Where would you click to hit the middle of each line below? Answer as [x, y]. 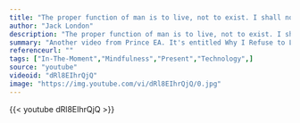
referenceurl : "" [42, 51]
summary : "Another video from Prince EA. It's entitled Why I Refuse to [147, 42]
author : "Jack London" [51, 26]
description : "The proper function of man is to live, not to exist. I [145, 34]
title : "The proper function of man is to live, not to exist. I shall [145, 17]
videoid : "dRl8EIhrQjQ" [54, 76]
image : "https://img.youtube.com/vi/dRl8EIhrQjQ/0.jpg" [115, 84]
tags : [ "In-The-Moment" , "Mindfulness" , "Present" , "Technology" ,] [131, 59]
